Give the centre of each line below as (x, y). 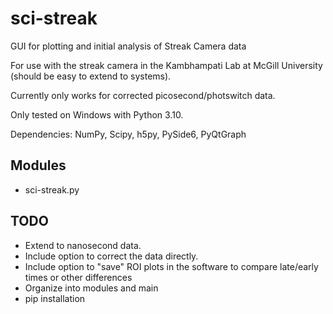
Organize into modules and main (91, 288)
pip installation (55, 298)
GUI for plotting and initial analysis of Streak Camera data (128, 46)
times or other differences (78, 277)
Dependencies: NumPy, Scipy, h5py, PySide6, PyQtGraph (128, 134)
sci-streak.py (52, 189)
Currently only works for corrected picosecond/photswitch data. (143, 95)
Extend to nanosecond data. (83, 245)
